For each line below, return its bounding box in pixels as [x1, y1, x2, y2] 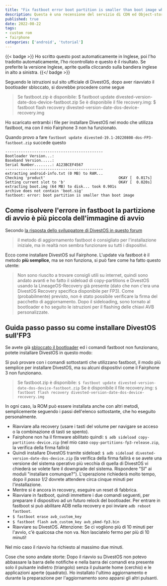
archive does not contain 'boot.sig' [5, 188, 83, 193]
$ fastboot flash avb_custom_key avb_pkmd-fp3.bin [12, 520, 120, 525]
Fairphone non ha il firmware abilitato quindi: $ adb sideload [12, 434, 137, 440]
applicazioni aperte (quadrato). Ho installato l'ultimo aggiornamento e [5, 570, 148, 576]
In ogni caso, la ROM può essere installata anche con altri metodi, [5, 403, 140, 409]
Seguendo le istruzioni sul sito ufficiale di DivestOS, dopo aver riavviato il [5, 79, 155, 85]
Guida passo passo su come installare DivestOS [5, 323, 157, 332]
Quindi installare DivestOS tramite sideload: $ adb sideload [12, 450, 134, 456]
